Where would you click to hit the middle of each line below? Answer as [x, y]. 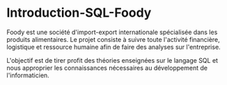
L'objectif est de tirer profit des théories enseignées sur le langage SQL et [112, 60]
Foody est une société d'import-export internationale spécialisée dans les [112, 32]
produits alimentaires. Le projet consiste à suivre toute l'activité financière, [113, 39]
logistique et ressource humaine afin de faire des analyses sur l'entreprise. [113, 47]
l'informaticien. [28, 75]
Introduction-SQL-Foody [79, 13]
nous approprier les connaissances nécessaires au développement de [107, 68]
